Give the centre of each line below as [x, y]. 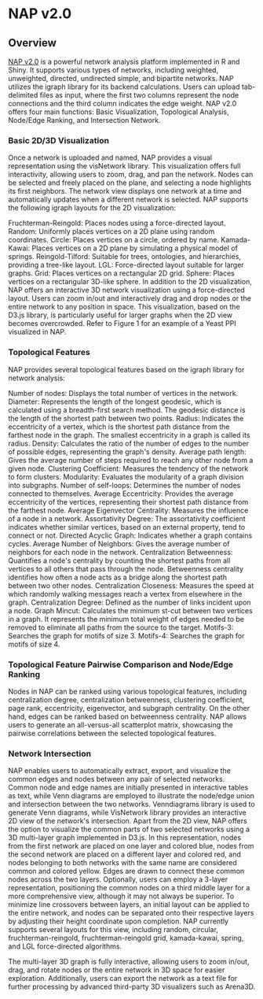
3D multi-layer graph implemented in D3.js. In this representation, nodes [125, 838]
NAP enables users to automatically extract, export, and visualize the [120, 771]
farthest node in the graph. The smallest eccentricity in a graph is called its [129, 435]
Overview [33, 43]
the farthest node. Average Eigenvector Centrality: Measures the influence [128, 510]
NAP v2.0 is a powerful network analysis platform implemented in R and [124, 61]
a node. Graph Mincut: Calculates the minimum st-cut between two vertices [130, 610]
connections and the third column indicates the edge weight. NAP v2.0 [122, 104]
